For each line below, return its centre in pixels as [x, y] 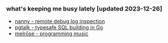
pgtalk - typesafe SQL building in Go [59, 27]
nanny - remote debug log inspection [60, 21]
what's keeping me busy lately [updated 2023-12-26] [84, 9]
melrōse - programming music [51, 34]
